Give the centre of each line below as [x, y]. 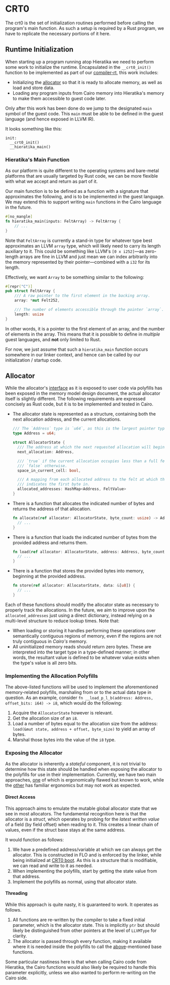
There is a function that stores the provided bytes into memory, [78, 571]
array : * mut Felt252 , [37, 301]
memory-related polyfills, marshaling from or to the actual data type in [78, 692]
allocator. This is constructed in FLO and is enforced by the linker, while [87, 855]
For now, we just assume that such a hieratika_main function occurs [77, 349]
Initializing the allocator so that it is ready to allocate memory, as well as [87, 82]
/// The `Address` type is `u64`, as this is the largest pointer [84, 429]
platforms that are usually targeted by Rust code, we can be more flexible [82, 176]
